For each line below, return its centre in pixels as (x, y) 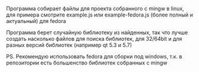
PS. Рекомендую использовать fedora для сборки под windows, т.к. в (94, 56)
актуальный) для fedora (36, 21)
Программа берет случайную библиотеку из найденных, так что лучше (97, 32)
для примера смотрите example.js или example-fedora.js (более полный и (99, 15)
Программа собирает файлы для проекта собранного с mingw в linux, (95, 9)
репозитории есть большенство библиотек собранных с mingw (87, 63)
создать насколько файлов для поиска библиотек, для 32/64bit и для (94, 39)
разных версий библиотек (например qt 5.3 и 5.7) (69, 45)
